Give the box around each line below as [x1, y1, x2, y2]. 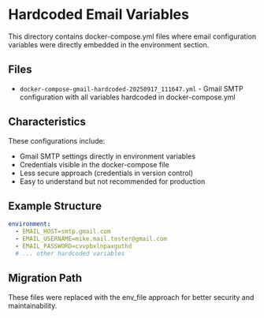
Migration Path [8, 271, 83, 285]
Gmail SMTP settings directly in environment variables [19, 152, 195, 161]
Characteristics [8, 115, 87, 129]
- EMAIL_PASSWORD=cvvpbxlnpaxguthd [15, 242, 132, 250]
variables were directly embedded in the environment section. [8, 39, 210, 49]
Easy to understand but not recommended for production [19, 176, 206, 186]
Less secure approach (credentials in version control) [19, 168, 194, 178]
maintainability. [8, 301, 58, 310]
